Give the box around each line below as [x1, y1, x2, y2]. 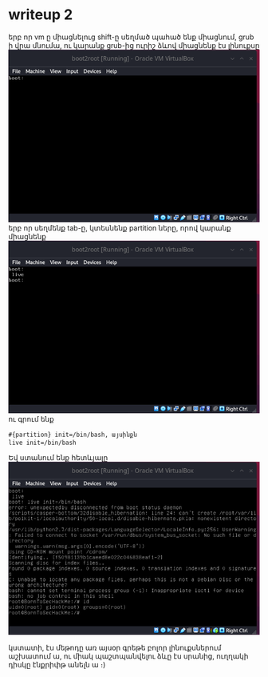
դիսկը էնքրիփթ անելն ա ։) [8, 659, 106, 669]
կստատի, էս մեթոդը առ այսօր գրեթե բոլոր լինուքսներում [8, 643, 222, 652]
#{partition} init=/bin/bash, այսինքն [8, 431, 137, 439]
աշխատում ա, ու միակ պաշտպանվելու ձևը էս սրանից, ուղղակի [8, 651, 249, 661]
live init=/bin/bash [8, 439, 77, 447]
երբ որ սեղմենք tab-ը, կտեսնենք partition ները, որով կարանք [8, 223, 231, 233]
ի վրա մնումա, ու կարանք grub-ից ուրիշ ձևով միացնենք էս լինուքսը [8, 40, 260, 50]
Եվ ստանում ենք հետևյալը [8, 453, 108, 463]
